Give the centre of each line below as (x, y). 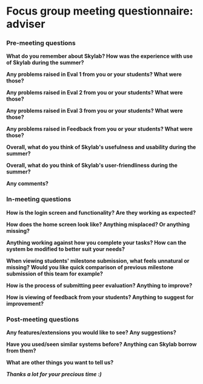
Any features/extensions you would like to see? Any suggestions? (92, 332)
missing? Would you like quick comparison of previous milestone (90, 267)
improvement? (25, 303)
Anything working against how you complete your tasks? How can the (96, 242)
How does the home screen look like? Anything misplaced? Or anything (98, 224)
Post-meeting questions (43, 319)
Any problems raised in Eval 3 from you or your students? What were (95, 111)
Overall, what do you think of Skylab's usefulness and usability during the (101, 147)
